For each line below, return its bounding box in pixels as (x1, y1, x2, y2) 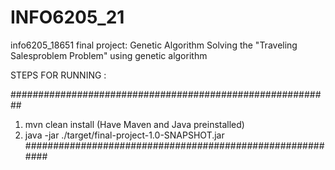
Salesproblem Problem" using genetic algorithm (10, 49, 208, 61)
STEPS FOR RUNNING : (10, 69, 107, 81)
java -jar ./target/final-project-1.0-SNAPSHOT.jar (24, 129, 225, 141)
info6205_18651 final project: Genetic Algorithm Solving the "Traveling (10, 39, 298, 51)
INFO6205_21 (10, 6, 125, 29)
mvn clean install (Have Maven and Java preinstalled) (24, 118, 245, 130)
